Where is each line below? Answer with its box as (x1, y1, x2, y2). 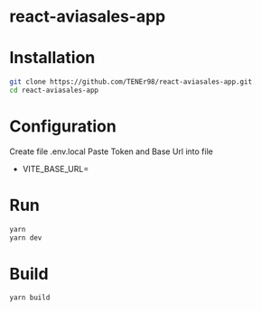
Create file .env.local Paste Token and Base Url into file (9, 146, 214, 157)
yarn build (9, 293, 51, 303)
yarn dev (9, 233, 42, 242)
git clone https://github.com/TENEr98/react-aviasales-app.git (9, 78, 253, 87)
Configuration (9, 116, 117, 137)
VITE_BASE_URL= (22, 163, 89, 174)
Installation (9, 48, 96, 69)
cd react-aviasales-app (9, 86, 99, 95)
